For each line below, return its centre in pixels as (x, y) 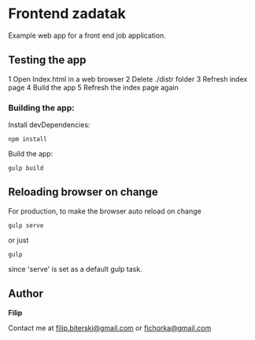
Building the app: (41, 108)
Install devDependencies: (49, 125)
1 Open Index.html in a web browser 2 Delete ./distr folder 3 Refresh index (128, 79)
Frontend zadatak (67, 14)
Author (26, 294)
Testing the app (47, 60)
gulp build (26, 168)
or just (18, 239)
